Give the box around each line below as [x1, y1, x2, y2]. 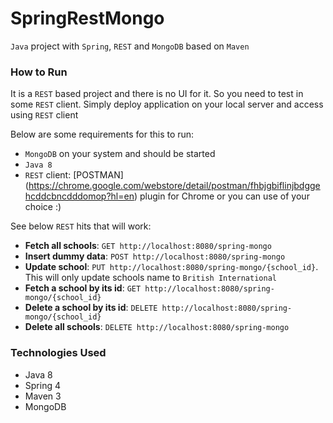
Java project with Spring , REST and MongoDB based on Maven [10, 40, 250, 52]
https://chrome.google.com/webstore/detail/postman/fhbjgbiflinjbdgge [28, 180, 321, 192]
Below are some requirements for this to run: [10, 128, 195, 141]
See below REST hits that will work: [10, 220, 152, 232]
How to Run [10, 65, 68, 79]
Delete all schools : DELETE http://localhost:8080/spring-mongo [24, 321, 290, 333]
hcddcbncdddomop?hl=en [24, 190, 135, 202]
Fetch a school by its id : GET [24, 282, 142, 294]
